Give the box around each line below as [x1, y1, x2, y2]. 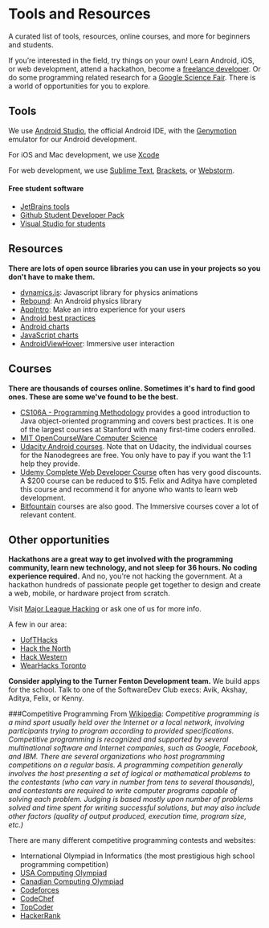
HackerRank [19, 911, 61, 921]
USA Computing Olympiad [19, 869, 107, 878]
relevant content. [19, 509, 76, 519]
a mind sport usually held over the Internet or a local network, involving [8, 717, 245, 727]
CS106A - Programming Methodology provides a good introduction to [19, 407, 251, 417]
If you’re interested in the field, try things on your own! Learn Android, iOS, [8, 55, 255, 65]
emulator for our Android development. [8, 134, 137, 144]
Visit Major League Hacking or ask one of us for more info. [8, 604, 202, 614]
